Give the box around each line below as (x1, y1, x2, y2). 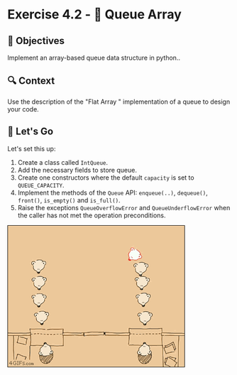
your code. (7, 104, 39, 113)
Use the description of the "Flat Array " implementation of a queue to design (7, 97, 231, 106)
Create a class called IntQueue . (17, 158, 109, 166)
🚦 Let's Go (7, 126, 54, 138)
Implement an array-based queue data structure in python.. (7, 53, 181, 62)
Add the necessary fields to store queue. (17, 165, 137, 174)
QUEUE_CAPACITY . (17, 180, 65, 189)
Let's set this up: (7, 144, 56, 153)
